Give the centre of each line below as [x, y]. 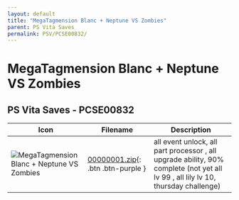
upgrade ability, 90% [189, 160]
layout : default [31, 14]
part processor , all [185, 151]
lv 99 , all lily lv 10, [185, 177]
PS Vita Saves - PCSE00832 [71, 110]
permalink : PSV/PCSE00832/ [47, 34]
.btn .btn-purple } [117, 169]
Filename [117, 130]
